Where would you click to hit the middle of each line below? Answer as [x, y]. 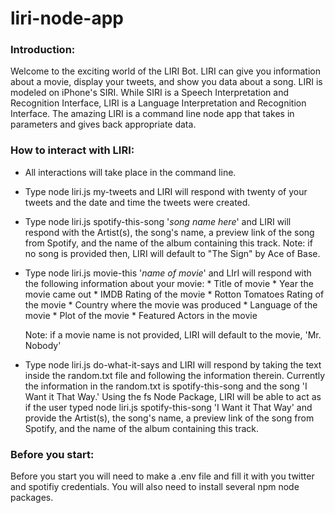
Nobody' [43, 345]
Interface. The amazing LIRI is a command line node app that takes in [152, 114]
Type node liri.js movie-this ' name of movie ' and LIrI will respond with [168, 273]
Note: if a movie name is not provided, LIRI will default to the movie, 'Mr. [173, 334]
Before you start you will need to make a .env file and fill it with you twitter [162, 476]
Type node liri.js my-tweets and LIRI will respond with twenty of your [166, 191]
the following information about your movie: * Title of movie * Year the [169, 283]
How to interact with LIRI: [72, 150]
